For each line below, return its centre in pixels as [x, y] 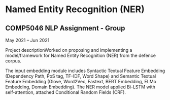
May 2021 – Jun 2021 [27, 40]
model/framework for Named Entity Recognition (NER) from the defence [81, 55]
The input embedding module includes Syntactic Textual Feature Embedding [85, 71]
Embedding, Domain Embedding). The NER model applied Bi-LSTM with [80, 87]
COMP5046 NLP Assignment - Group [65, 28]
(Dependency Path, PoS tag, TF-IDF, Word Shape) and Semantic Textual [81, 76]
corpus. [13, 61]
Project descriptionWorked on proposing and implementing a [69, 50]
